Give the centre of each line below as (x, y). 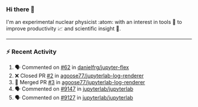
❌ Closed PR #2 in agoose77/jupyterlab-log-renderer (79, 75)
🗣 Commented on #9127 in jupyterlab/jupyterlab (74, 97)
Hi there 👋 (21, 9)
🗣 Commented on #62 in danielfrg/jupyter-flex (72, 67)
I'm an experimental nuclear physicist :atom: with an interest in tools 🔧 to (94, 22)
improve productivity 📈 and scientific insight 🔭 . (64, 29)
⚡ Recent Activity (32, 52)
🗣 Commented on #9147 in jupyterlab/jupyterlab (74, 89)
